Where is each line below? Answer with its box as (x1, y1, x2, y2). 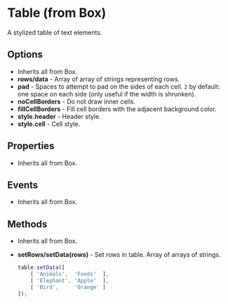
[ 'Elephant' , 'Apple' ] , (30, 277, 109, 284)
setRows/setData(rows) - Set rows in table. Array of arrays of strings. (17, 251, 221, 259)
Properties (7, 140, 55, 152)
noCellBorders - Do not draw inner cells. (17, 97, 136, 106)
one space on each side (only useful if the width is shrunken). (17, 89, 196, 98)
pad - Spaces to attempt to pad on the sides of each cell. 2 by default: (17, 82, 220, 91)
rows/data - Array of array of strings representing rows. (17, 75, 180, 83)
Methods (7, 218, 48, 230)
